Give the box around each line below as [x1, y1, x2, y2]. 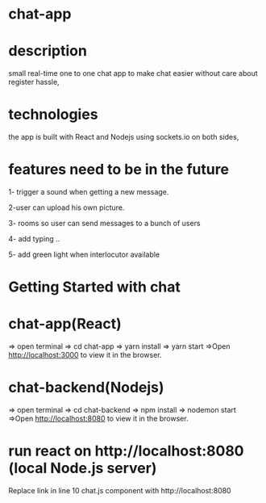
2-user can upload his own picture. [8, 203, 125, 212]
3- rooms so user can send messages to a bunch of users [8, 219, 201, 228]
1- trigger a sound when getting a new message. [8, 187, 169, 196]
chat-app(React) [8, 315, 123, 333]
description [8, 42, 87, 61]
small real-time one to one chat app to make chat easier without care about [8, 69, 258, 78]
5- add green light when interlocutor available [8, 249, 160, 259]
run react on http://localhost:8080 [8, 442, 244, 460]
